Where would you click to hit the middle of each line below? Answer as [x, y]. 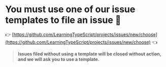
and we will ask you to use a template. [59, 59]
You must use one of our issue [70, 9]
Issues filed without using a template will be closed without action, [89, 54]
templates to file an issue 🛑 [63, 20]
